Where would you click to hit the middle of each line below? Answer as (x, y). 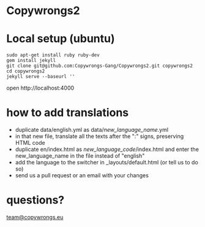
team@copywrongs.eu (35, 217)
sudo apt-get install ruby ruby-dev (53, 55)
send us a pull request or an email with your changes (82, 175)
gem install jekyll (31, 61)
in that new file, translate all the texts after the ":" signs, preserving (99, 136)
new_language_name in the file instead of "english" (80, 156)
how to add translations (68, 113)
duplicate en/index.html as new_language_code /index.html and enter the (107, 149)
